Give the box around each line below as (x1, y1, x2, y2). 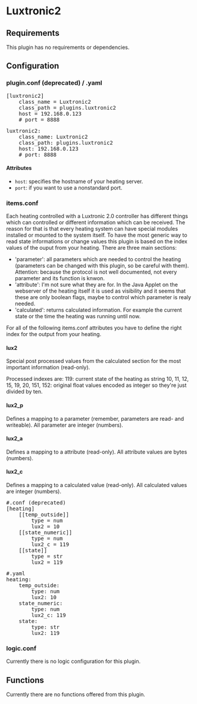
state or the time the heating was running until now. (14, 313, 141, 320)
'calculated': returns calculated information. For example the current (14, 306, 183, 314)
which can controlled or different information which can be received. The (6, 219, 186, 226)
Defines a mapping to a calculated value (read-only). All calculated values (6, 482, 187, 488)
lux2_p (6, 401, 24, 409)
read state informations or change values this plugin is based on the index (6, 238, 187, 245)
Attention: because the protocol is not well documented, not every (14, 268, 177, 275)
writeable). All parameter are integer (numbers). (6, 421, 123, 429)
